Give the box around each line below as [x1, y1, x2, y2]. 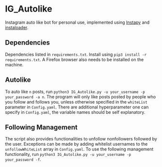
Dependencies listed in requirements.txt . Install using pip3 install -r [5, 51, 147, 57]
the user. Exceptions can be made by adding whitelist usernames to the [5, 141, 148, 147]
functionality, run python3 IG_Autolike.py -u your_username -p [5, 152, 131, 157]
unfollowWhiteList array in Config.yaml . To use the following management [5, 146, 154, 152]
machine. [5, 61, 24, 67]
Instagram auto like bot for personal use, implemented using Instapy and [5, 19, 150, 25]
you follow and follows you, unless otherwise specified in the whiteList [5, 99, 148, 105]
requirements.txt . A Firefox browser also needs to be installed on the [5, 57, 144, 62]
